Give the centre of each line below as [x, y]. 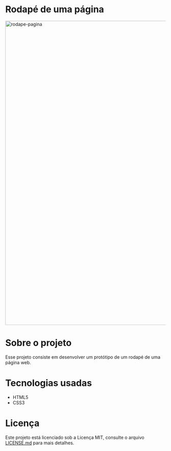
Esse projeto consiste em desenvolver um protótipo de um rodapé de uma [83, 357]
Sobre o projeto [38, 343]
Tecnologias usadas [49, 383]
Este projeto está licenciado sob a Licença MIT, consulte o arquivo [75, 437]
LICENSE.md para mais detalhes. [40, 443]
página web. [18, 362]
